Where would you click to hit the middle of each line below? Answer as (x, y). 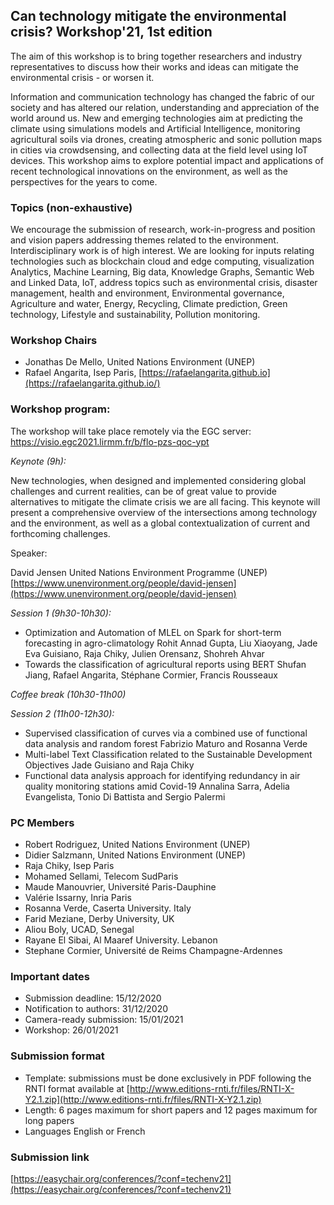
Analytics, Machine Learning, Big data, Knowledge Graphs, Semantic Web (162, 272)
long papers (49, 1120)
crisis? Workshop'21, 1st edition (111, 32)
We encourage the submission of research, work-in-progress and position (163, 230)
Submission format (57, 1056)
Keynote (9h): (38, 461)
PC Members (42, 822)
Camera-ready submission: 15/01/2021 (104, 1020)
